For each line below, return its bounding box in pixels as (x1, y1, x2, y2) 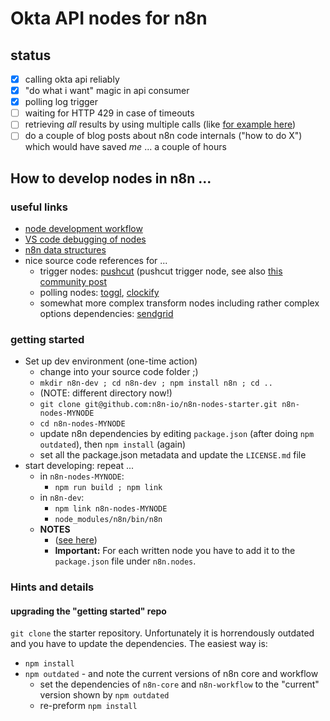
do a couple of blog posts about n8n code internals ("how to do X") (24, 130, 303, 142)
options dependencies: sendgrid (39, 308, 174, 320)
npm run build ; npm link (54, 483, 163, 493)
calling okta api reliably (24, 73, 120, 85)
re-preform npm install (39, 700, 138, 712)
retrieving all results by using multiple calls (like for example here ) (24, 118, 297, 131)
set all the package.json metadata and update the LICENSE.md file (39, 449, 307, 461)
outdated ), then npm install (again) (39, 438, 187, 451)
